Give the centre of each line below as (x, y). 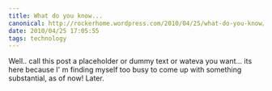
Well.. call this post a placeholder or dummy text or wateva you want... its (130, 61)
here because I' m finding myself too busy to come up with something (125, 70)
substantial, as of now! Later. (56, 78)
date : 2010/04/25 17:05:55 (54, 31)
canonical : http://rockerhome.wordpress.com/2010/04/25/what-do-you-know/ (137, 23)
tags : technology (38, 38)
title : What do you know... (56, 16)
